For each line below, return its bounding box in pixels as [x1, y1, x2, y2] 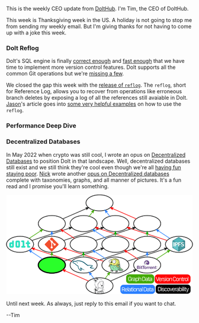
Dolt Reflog [6, 44, 39, 52]
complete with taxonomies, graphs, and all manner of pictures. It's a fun [6, 176, 182, 183]
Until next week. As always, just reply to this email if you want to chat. [6, 300, 176, 307]
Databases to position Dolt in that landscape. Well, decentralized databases [6, 157, 191, 164]
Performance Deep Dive [6, 122, 77, 130]
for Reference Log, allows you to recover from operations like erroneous [6, 88, 182, 95]
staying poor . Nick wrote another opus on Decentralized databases [6, 170, 170, 177]
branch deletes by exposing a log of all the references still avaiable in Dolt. [6, 94, 188, 102]
